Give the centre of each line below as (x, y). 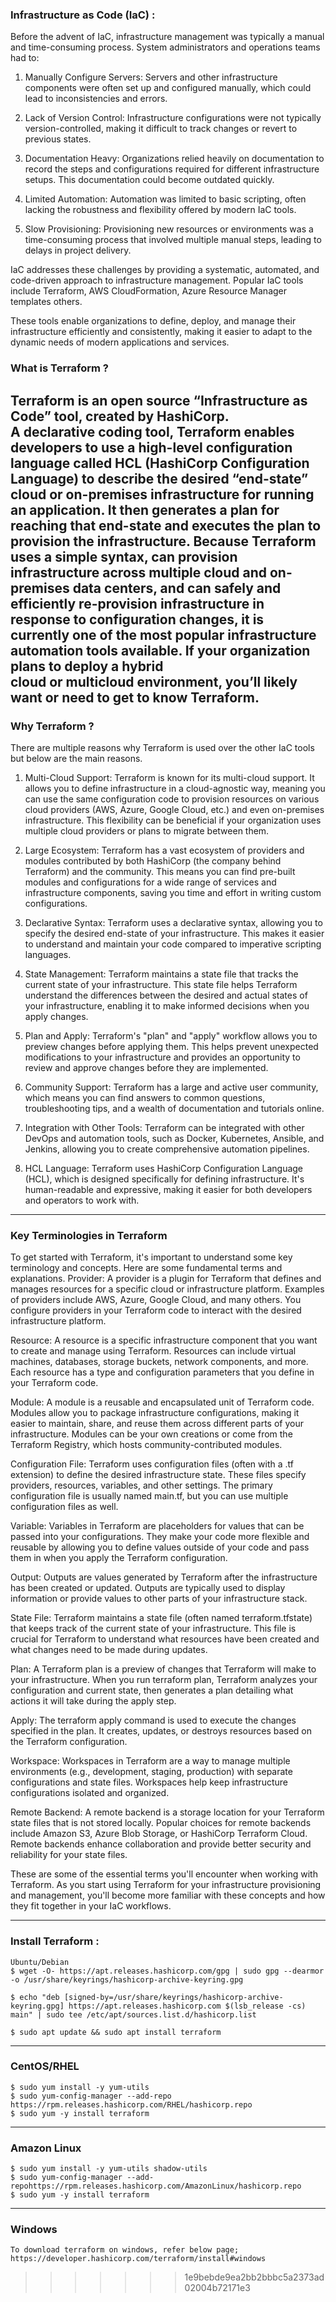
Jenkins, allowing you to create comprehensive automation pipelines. (167, 1149)
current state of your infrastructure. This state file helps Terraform (161, 984)
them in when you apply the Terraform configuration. (119, 1558)
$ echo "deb (35, 1997)
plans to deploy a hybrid (87, 666)
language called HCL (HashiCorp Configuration (160, 463)
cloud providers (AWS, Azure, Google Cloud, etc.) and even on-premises (174, 809)
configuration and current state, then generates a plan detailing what (152, 1690)
